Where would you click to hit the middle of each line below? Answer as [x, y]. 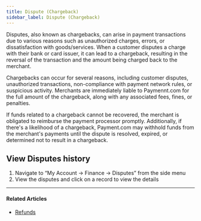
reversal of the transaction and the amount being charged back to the [92, 60]
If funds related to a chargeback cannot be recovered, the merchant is [93, 115]
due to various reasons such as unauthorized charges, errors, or [86, 41]
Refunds [25, 212]
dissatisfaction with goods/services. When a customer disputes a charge [96, 47]
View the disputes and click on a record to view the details [87, 179]
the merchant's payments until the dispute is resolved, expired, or [87, 133]
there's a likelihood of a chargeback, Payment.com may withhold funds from [100, 127]
